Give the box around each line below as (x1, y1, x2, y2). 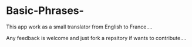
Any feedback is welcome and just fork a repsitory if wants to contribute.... (6, 34, 187, 41)
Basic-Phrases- (6, 4, 84, 17)
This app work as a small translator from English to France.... (6, 23, 153, 30)
